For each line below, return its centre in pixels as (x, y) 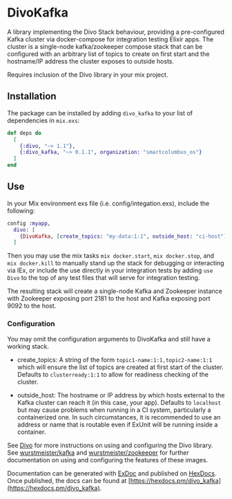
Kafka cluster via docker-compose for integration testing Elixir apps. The (110, 39)
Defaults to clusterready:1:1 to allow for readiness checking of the (113, 374)
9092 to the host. (32, 306)
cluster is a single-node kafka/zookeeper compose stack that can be (105, 46)
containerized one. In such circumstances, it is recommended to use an (119, 417)
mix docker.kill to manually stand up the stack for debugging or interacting (116, 263)
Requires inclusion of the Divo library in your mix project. (88, 75)
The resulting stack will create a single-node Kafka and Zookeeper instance (115, 291)
